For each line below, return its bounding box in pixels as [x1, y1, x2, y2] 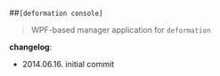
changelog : [9, 42, 53, 52]
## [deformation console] [9, 8, 104, 18]
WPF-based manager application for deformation [30, 25, 211, 34]
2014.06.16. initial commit [21, 59, 114, 69]
